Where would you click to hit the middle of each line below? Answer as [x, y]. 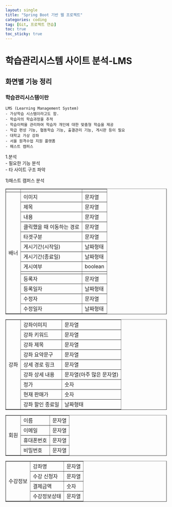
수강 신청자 [45, 476]
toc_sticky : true [24, 34]
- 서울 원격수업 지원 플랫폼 [30, 141]
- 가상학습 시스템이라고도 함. [32, 114]
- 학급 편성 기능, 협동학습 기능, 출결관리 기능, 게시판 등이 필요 [65, 130]
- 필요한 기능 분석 [23, 163]
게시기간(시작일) [42, 247]
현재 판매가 [36, 395]
